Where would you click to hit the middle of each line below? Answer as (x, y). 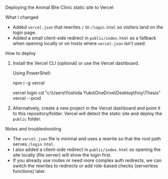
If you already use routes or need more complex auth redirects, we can (87, 160)
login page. (24, 32)
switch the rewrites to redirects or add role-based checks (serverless (85, 166)
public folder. (27, 119)
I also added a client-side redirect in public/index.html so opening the (87, 149)
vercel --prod (27, 98)
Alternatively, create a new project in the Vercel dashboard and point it (87, 108)
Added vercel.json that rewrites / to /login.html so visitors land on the (88, 27)
